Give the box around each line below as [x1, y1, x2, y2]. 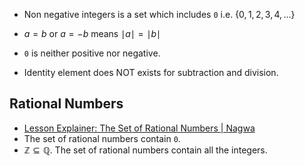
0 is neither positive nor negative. [23, 47, 161, 59]
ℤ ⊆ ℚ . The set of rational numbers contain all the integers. [23, 144, 268, 156]
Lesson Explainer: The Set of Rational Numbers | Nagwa [23, 122, 256, 134]
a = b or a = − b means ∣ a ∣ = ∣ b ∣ [23, 28, 162, 39]
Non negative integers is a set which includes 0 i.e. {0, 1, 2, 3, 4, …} [23, 9, 296, 20]
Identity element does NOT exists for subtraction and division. [23, 67, 279, 78]
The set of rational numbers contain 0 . [23, 132, 181, 144]
